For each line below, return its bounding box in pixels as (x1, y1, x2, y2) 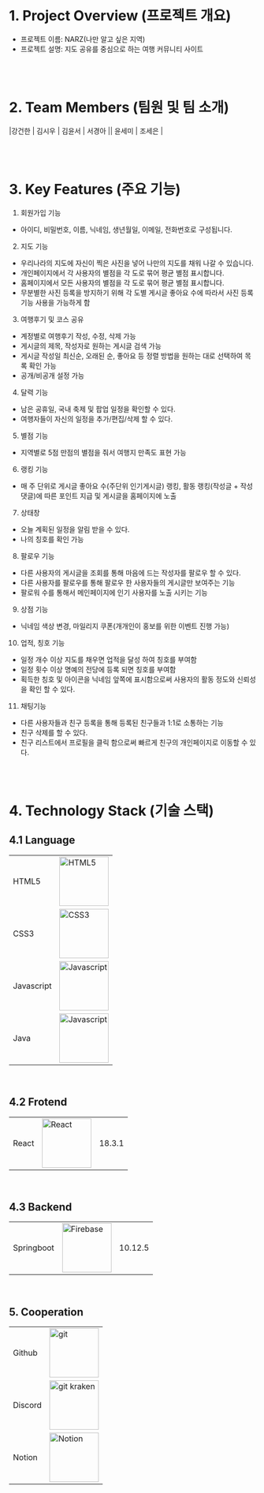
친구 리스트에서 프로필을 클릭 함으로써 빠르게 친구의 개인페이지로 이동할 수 (20, 737, 248, 747)
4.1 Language (9, 833, 76, 847)
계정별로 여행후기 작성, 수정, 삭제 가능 (20, 331, 136, 341)
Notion (13, 1452, 38, 1463)
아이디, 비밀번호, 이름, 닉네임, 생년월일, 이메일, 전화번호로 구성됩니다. (20, 224, 233, 234)
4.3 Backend (9, 1200, 73, 1214)
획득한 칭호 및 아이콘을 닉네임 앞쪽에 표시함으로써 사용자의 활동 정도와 (20, 674, 236, 684)
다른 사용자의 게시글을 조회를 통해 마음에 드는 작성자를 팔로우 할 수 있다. (20, 567, 241, 578)
